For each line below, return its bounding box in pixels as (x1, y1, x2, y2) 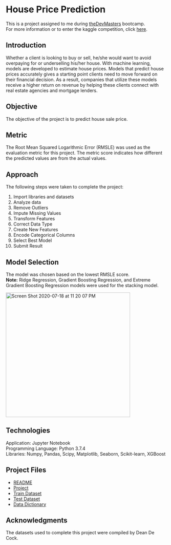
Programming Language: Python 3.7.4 (6, 445, 86, 452)
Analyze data (13, 199, 41, 205)
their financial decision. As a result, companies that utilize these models (6, 76, 157, 83)
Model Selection (6, 258, 59, 267)
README (13, 479, 33, 485)
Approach (6, 170, 38, 179)
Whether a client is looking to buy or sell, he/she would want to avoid (6, 54, 152, 61)
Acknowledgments (6, 516, 68, 525)
